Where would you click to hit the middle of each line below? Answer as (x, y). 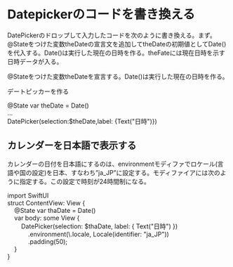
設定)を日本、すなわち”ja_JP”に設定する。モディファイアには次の (126, 172)
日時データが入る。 (35, 61)
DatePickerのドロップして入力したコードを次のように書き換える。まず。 (112, 35)
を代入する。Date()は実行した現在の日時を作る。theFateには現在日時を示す (116, 53)
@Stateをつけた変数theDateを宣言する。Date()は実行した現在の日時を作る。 (118, 76)
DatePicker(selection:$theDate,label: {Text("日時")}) (82, 121)
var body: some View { (47, 218)
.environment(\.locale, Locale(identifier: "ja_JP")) (99, 234)
